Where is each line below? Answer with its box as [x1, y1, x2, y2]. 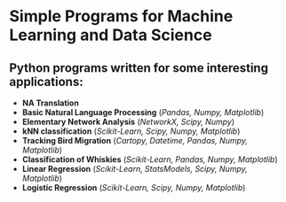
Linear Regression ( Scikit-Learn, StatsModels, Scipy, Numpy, [21, 164, 248, 174]
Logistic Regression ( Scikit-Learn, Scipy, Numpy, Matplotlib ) [21, 183, 246, 192]
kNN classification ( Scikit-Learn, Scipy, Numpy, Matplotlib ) [21, 126, 241, 136]
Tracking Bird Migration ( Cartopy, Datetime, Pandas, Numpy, [21, 136, 249, 145]
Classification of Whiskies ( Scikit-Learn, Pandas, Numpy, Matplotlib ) [21, 154, 278, 165]
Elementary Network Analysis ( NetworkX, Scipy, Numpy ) [21, 117, 235, 127]
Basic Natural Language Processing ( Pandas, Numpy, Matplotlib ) [21, 107, 265, 117]
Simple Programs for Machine [9, 6, 234, 27]
